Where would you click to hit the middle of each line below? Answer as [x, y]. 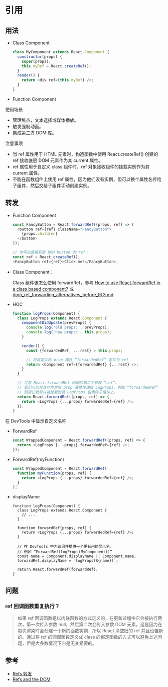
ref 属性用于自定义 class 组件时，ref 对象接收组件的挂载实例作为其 [81, 166]
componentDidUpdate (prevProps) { [57, 323]
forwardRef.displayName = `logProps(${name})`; [68, 561]
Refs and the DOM [32, 679]
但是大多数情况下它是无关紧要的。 [61, 643]
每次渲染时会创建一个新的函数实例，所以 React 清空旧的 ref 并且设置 [88, 631]
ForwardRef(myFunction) [38, 459]
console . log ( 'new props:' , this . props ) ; [69, 332]
